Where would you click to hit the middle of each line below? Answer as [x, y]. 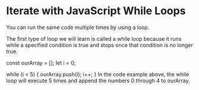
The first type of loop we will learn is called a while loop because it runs [94, 38]
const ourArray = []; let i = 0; [41, 63]
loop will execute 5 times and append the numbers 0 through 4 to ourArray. [98, 81]
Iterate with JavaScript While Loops [96, 11]
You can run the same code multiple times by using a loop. [78, 27]
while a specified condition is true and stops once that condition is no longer [99, 45]
